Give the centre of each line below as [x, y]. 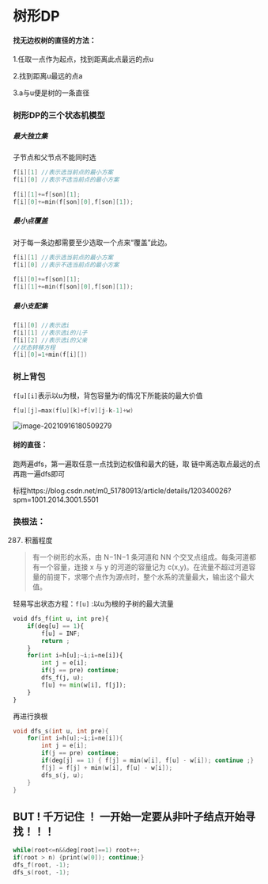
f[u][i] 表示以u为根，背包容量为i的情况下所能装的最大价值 [108, 395]
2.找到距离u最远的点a [48, 76]
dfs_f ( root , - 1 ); [42, 865]
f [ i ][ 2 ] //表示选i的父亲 [50, 340]
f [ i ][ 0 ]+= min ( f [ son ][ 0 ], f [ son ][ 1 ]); [73, 202]
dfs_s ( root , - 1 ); [42, 872]
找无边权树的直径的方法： [55, 40]
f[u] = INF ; [61, 633]
